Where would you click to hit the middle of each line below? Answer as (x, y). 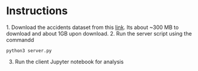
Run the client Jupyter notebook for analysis (69, 62)
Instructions (37, 11)
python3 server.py (29, 51)
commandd (20, 40)
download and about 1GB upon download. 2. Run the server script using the (99, 33)
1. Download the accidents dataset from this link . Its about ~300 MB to (92, 27)
